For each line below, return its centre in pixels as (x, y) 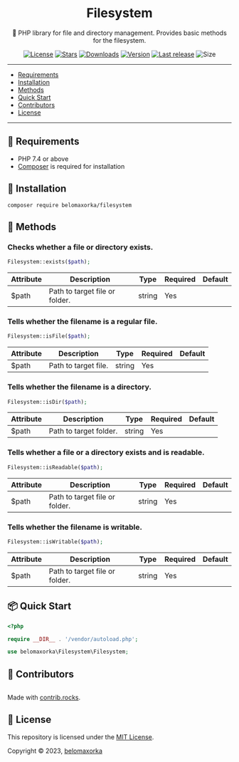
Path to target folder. (83, 431)
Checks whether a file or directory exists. (80, 247)
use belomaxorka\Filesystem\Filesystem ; (68, 652)
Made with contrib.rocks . (44, 698)
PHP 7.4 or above (43, 159)
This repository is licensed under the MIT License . (81, 737)
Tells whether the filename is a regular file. (83, 322)
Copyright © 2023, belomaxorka (55, 751)
